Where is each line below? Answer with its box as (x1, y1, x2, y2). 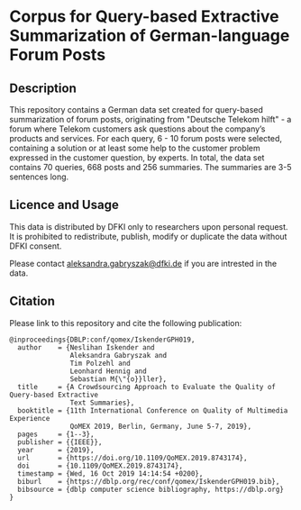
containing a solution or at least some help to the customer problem (9, 142, 261, 153)
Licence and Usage (9, 197, 119, 213)
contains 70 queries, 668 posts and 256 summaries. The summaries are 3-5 (9, 162, 292, 172)
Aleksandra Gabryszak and (69, 351, 168, 360)
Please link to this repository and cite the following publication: (9, 317, 242, 328)
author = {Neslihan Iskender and (17, 342, 155, 352)
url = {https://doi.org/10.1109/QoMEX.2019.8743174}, (17, 453, 248, 462)
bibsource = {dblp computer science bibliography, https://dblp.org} (17, 485, 284, 494)
